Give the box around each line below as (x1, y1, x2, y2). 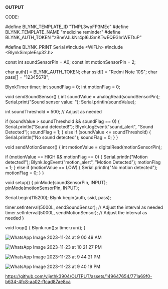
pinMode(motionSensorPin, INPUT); (5, 185, 79, 191)
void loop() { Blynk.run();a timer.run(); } (5, 225, 86, 230)
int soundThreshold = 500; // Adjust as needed (5, 109, 102, 114)
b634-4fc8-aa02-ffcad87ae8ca (5, 278, 71, 284)
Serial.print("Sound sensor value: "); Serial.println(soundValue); (5, 99, 136, 105)
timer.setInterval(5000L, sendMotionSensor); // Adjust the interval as (5, 210, 147, 215)
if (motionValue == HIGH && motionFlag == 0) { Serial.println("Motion (5, 154, 148, 160)
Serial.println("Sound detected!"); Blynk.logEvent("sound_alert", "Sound (5, 124, 154, 129)
